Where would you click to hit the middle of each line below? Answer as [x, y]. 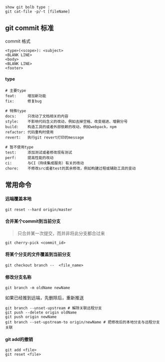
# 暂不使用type [19, 147]
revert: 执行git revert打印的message [45, 137]
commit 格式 [18, 41]
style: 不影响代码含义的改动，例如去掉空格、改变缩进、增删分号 [67, 122]
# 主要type [16, 91]
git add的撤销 [19, 339]
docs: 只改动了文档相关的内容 [37, 116]
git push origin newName [31, 317]
